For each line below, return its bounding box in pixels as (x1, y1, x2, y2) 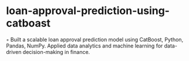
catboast (6, 16, 51, 30)
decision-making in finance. (22, 48, 90, 55)
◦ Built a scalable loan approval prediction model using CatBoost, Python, (6, 36, 184, 43)
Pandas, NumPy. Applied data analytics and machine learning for (6, 42, 163, 49)
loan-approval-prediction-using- (6, 4, 170, 18)
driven (6, 48, 22, 55)
